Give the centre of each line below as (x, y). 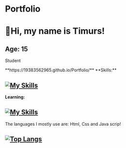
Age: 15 (16, 49)
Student (13, 61)
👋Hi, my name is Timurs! (55, 31)
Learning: (15, 97)
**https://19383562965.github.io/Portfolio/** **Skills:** (61, 70)
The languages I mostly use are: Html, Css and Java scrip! (63, 124)
